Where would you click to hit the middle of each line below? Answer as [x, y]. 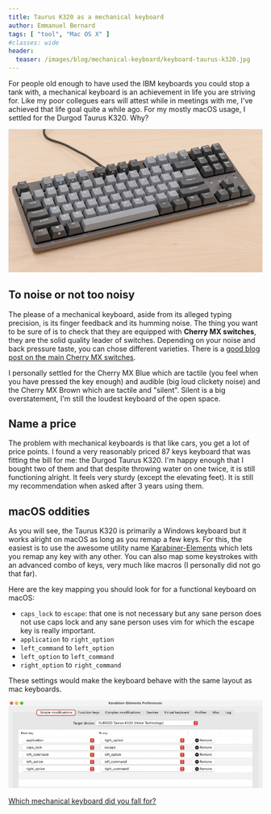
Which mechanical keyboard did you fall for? [82, 801]
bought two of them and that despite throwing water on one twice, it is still [132, 469]
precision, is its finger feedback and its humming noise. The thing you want [133, 323]
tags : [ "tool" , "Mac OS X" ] [59, 34]
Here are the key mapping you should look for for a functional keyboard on [132, 590]
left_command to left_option [67, 648]
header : [21, 51]
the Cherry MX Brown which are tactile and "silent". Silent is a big [117, 390]
